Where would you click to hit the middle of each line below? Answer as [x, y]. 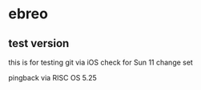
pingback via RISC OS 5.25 [53, 78]
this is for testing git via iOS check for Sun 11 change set [101, 62]
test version [39, 43]
